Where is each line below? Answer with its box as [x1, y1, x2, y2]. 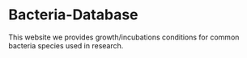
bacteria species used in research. [8, 40, 124, 50]
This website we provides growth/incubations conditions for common [8, 32, 240, 42]
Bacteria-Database [8, 6, 139, 24]
